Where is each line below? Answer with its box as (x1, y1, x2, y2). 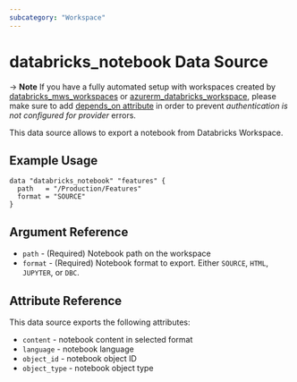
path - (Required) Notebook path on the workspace (21, 248, 212, 259)
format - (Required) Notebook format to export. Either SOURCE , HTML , (21, 258, 268, 268)
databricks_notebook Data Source (9, 51, 268, 72)
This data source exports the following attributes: (9, 317, 191, 327)
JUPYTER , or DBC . (21, 267, 81, 278)
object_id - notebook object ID (21, 353, 137, 363)
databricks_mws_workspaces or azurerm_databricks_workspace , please (9, 90, 277, 101)
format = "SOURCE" (17, 192, 87, 201)
